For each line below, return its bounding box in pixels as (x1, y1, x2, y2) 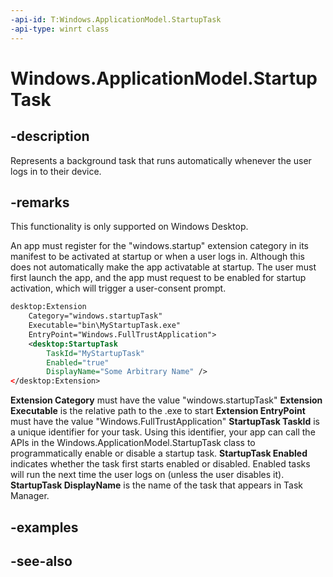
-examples (10, 519, 79, 536)
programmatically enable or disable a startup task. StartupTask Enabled (10, 447, 308, 460)
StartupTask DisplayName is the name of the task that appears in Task (10, 479, 304, 491)
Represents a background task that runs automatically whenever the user (10, 154, 312, 166)
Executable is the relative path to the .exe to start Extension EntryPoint (10, 405, 306, 417)
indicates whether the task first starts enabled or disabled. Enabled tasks (10, 458, 311, 470)
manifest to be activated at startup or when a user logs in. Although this (10, 251, 305, 263)
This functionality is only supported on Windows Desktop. (10, 221, 249, 233)
